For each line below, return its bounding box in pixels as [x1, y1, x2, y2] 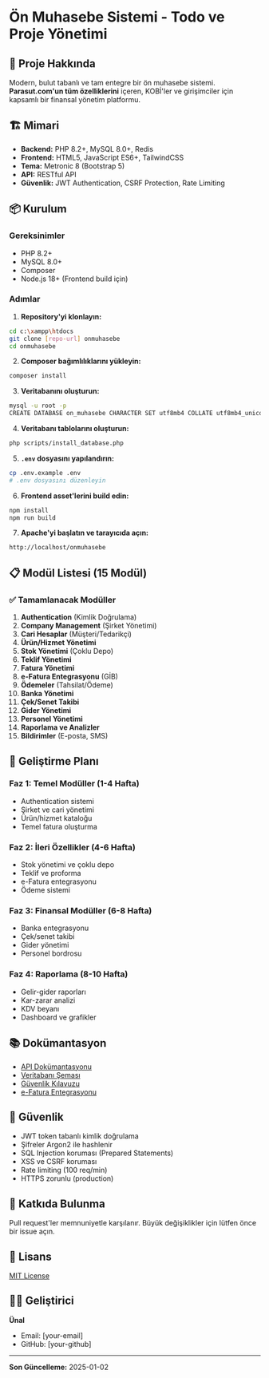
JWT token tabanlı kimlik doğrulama [20, 1131, 139, 1141]
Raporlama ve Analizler [20, 723, 101, 732]
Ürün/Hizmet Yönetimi [20, 638, 97, 647]
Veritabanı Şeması [20, 1070, 81, 1079]
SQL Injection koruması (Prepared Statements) [20, 1148, 174, 1158]
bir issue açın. [9, 1226, 55, 1237]
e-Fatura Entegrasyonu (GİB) [20, 671, 119, 682]
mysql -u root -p [9, 402, 67, 410]
